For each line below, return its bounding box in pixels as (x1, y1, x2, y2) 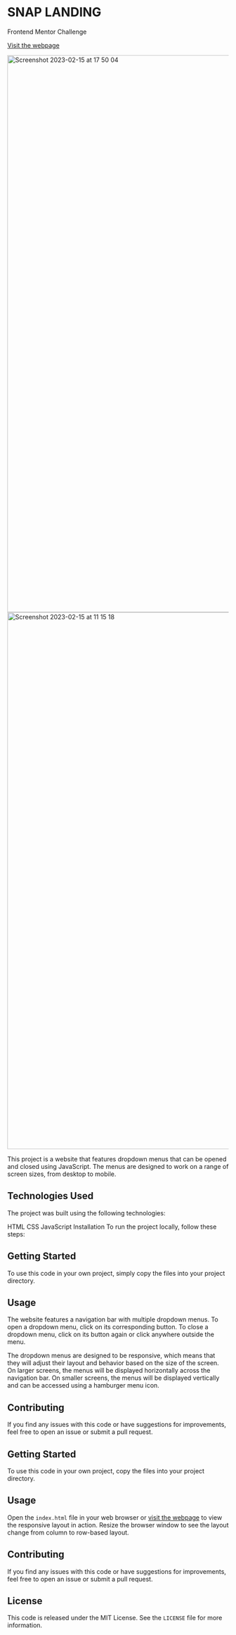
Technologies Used (7, 1190, 93, 1202)
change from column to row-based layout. (7, 1528, 129, 1537)
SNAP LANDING (7, 4, 102, 20)
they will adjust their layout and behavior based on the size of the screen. (7, 1359, 219, 1367)
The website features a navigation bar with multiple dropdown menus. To (7, 1315, 219, 1324)
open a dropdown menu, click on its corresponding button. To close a (7, 1323, 209, 1331)
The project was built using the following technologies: (7, 1208, 166, 1217)
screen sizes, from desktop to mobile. (7, 1170, 117, 1178)
